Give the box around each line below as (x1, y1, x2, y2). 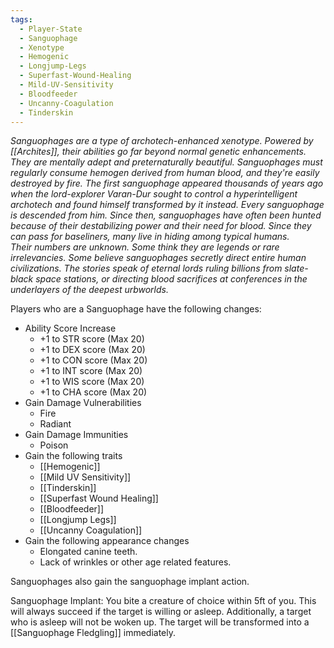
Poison (39, 439, 69, 451)
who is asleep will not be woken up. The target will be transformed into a (10, 616, 310, 628)
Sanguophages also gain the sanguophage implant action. (10, 576, 250, 588)
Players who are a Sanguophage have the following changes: (10, 303, 262, 315)
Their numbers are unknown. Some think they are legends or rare (10, 241, 280, 253)
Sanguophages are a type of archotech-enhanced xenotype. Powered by (10, 135, 314, 147)
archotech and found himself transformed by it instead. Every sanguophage (10, 199, 325, 211)
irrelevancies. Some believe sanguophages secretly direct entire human (10, 252, 307, 264)
